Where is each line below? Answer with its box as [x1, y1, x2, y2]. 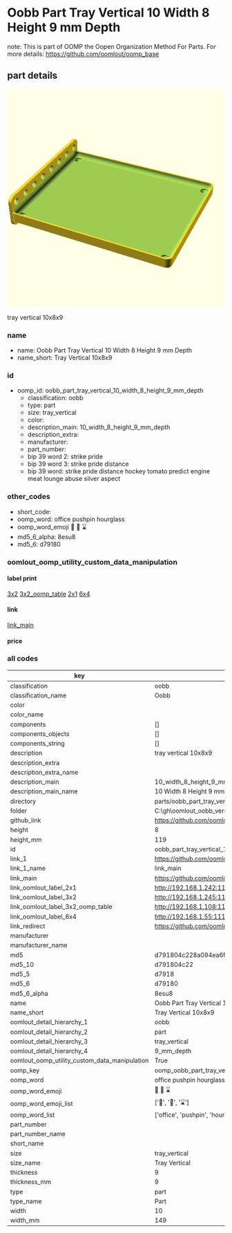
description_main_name [10, 787, 78, 796]
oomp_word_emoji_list [10, 1099, 73, 1107]
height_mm [10, 835, 42, 844]
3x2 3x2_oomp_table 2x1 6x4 [7, 590, 90, 598]
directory [10, 797, 37, 805]
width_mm [10, 1216, 40, 1225]
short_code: [17, 507, 52, 516]
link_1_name [10, 864, 46, 872]
